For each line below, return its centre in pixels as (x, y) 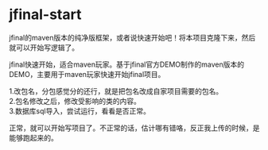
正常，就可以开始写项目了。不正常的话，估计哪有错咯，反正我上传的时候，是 (134, 128)
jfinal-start (45, 15)
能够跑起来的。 (33, 137)
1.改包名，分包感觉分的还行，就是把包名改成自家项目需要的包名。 (116, 91)
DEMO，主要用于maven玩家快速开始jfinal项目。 (87, 74)
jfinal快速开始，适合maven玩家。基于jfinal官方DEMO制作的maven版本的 (127, 64)
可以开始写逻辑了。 (47, 47)
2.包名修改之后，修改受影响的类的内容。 (75, 101)
